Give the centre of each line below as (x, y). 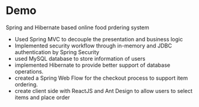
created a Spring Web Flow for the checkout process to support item (101, 78)
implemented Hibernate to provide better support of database (92, 65)
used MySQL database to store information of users (80, 58)
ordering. (26, 84)
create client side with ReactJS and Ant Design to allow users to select (103, 91)
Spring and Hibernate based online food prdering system (77, 27)
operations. (29, 71)
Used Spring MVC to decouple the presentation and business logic (99, 39)
